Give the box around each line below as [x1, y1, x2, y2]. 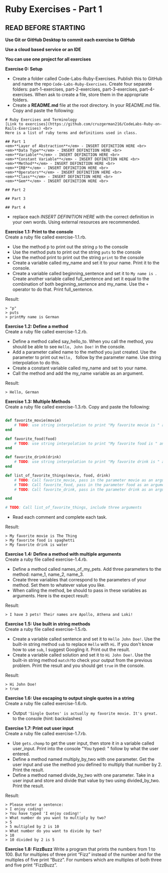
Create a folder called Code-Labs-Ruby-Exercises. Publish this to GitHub [12, 76, 162, 81]
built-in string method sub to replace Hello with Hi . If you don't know [12, 641, 153, 647]
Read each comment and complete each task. [12, 514, 107, 520]
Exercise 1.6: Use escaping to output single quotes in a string [5, 695, 134, 701]
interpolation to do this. [12, 360, 60, 365]
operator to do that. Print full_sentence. [12, 287, 93, 292]
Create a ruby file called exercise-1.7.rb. [5, 731, 87, 737]
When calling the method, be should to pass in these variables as [12, 587, 147, 593]
